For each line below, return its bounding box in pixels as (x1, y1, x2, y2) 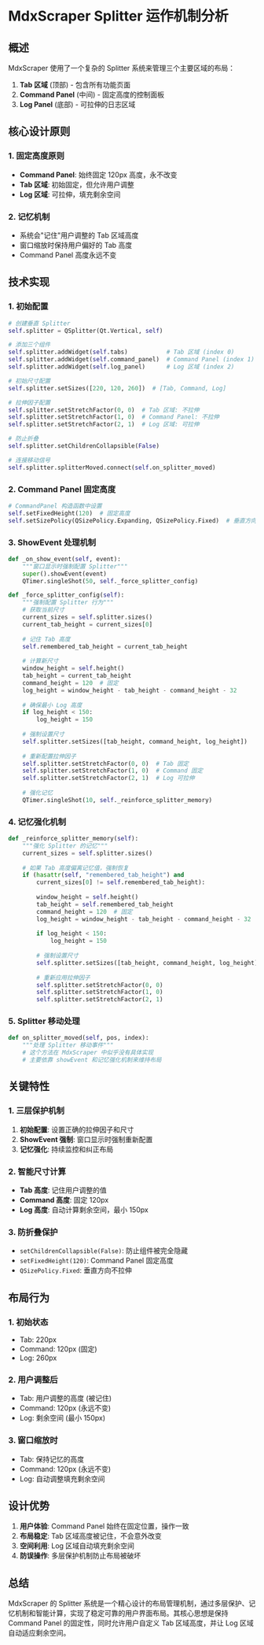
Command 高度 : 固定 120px (19, 1195, 109, 1204)
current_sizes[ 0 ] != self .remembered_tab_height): (36, 878, 206, 886)
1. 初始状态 (8, 1316, 49, 1327)
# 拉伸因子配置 (8, 398, 51, 406)
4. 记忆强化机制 (8, 816, 67, 827)
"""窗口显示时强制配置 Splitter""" (22, 562, 128, 571)
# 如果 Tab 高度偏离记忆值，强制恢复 (22, 863, 130, 872)
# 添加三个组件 (8, 341, 51, 349)
